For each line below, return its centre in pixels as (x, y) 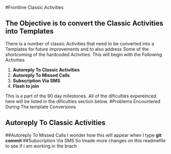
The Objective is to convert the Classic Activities (84, 23)
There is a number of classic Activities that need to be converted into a (80, 43)
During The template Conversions (41, 107)
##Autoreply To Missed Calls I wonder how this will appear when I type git (83, 135)
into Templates (30, 31)
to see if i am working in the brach (41, 146)
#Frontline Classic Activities (34, 7)
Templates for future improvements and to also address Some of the (77, 49)
